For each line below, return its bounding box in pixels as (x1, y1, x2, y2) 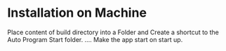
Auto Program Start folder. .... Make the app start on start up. (7, 35, 183, 43)
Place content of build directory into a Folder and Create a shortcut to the (7, 28, 219, 36)
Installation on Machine (7, 5, 147, 21)
